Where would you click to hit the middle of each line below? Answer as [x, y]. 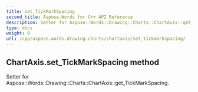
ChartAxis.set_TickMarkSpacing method [82, 62]
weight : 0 [18, 33]
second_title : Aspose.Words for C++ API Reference [70, 17]
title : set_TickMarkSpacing [41, 11]
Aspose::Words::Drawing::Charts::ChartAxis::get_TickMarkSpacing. [88, 83]
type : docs [19, 28]
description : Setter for [37, 22]
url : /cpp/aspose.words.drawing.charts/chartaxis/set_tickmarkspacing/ [96, 39]
